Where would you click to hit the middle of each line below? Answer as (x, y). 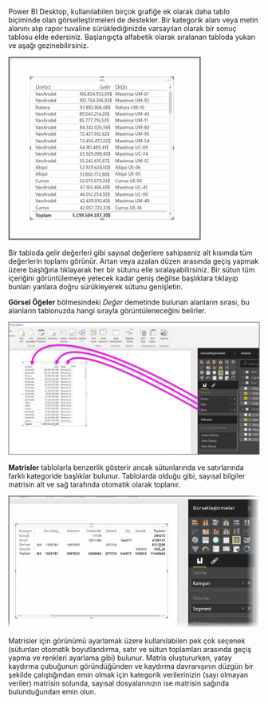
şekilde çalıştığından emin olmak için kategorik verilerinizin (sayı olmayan (128, 674)
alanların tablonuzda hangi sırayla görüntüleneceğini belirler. (107, 310)
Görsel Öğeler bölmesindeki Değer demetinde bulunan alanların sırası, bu (129, 302)
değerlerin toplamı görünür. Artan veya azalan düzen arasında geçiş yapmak (134, 261)
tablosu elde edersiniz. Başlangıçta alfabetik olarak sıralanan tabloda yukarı (132, 37)
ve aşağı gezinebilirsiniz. (49, 46)
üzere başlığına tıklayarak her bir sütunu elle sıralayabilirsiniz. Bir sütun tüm (132, 270)
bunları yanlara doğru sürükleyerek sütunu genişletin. (96, 286)
